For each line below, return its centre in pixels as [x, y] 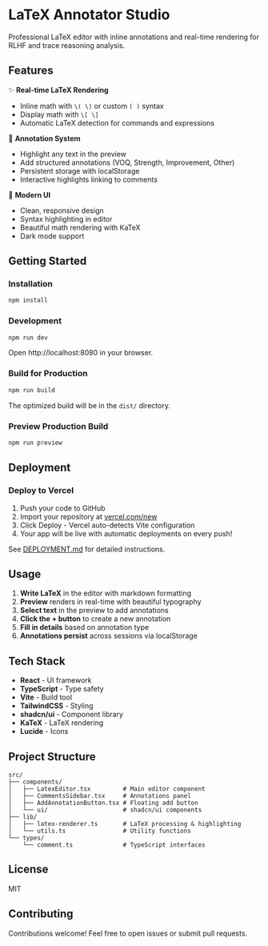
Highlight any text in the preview [73, 154]
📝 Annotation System [44, 138]
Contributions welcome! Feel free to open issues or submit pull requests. [128, 933]
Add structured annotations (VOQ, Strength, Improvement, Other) [127, 162]
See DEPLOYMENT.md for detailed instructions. [87, 549]
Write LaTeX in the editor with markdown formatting [106, 593]
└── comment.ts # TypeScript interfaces [114, 845]
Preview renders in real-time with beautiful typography [110, 602]
